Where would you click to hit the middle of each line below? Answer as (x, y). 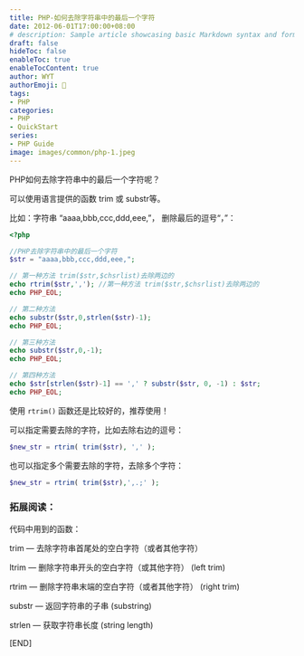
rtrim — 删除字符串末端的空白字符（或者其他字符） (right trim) (124, 586)
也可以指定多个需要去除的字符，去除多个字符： (96, 465)
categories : (32, 110)
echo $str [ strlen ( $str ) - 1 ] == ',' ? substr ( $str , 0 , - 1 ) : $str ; (135, 384)
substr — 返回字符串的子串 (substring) (81, 605)
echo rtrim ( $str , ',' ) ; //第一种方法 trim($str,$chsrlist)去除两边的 (134, 285)
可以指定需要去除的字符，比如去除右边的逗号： (96, 430)
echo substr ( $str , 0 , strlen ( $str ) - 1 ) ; (81, 318)
